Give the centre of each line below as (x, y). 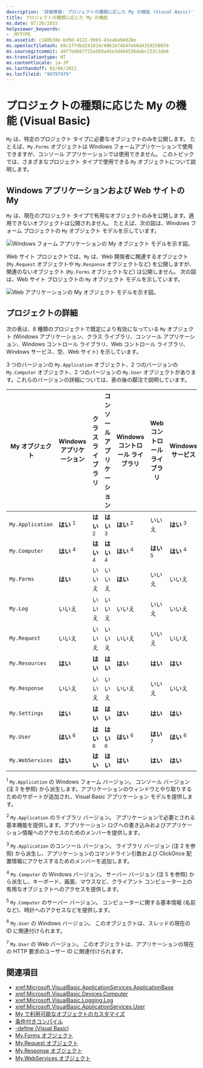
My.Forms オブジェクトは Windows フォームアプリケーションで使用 (110, 147)
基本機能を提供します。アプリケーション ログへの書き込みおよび (86, 825)
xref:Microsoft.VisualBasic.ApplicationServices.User (80, 1007)
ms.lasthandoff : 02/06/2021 (42, 68)
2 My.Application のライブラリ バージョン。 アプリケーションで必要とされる (101, 817)
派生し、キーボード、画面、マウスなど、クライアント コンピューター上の (102, 882)
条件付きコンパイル (39, 1022)
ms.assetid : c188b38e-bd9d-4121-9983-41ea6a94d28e (71, 40)
